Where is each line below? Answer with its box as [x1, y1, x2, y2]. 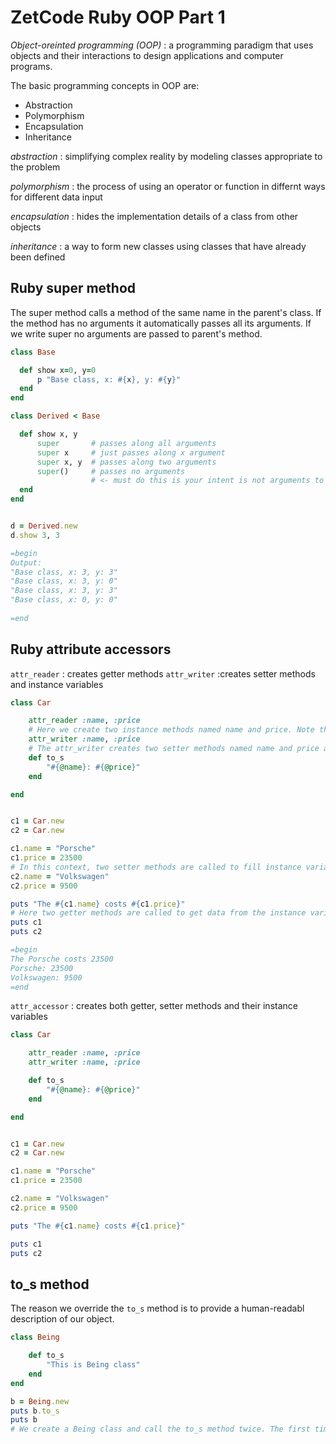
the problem [10, 161, 61, 173]
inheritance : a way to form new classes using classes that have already [10, 240, 307, 252]
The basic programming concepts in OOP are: [10, 79, 200, 91]
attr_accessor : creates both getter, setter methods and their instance [10, 1000, 298, 1012]
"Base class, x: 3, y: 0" [10, 576, 118, 586]
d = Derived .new [10, 521, 78, 531]
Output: [10, 557, 43, 568]
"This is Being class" [46, 1360, 141, 1370]
